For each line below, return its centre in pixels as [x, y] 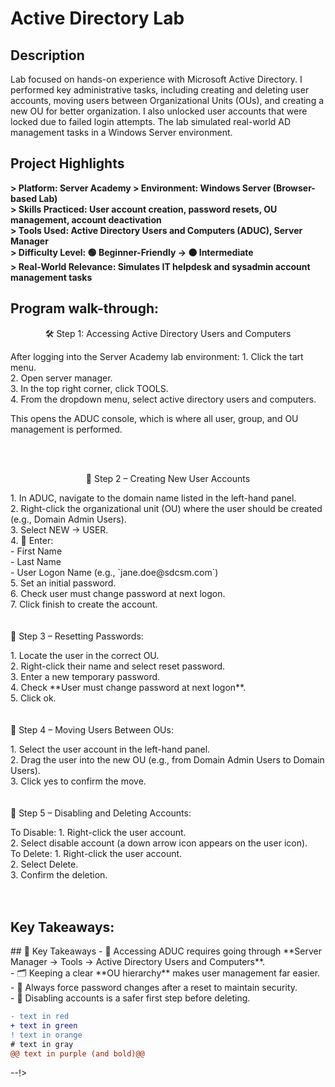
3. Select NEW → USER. [59, 529]
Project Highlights [67, 163]
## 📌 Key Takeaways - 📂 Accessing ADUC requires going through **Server [166, 951]
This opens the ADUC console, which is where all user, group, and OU [154, 418]
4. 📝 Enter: [32, 540]
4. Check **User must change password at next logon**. [128, 687]
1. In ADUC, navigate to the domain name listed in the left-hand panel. [153, 498]
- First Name [36, 551]
